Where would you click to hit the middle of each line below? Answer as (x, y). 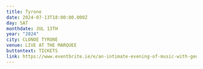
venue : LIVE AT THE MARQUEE (42, 46)
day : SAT (17, 23)
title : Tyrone (24, 12)
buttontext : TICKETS (32, 51)
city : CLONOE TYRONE (32, 40)
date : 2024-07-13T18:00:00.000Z (47, 17)
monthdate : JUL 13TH (32, 28)
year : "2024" (23, 34)
